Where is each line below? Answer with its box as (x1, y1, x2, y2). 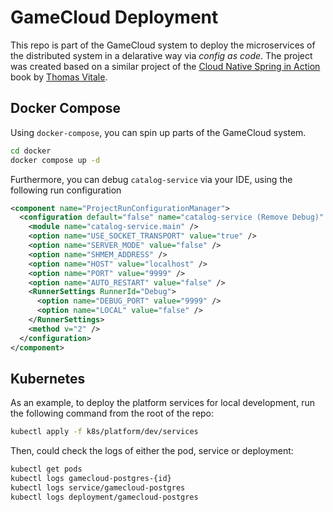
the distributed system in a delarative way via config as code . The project (10, 49, 313, 61)
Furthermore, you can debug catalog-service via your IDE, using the (10, 173, 293, 185)
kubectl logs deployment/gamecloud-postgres (10, 492, 199, 502)
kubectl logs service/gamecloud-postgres (10, 482, 186, 493)
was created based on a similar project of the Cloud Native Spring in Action (10, 60, 321, 72)
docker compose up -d (10, 155, 101, 165)
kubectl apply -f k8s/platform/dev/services (10, 427, 199, 437)
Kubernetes (10, 370, 86, 387)
